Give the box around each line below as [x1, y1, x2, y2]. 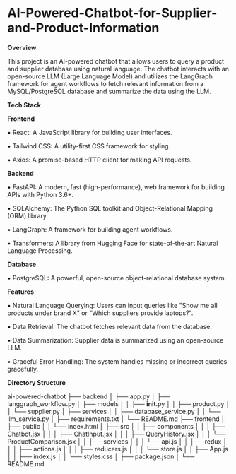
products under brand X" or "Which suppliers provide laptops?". [7, 309, 194, 317]
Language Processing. [7, 246, 73, 255]
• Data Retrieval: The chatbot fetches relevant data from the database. [7, 322, 212, 331]
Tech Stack [7, 100, 41, 109]
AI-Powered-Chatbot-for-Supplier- [7, 5, 218, 21]
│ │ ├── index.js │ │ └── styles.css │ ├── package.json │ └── [7, 452, 195, 461]
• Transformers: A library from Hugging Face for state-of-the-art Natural [7, 239, 218, 247]
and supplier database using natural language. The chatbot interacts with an [7, 64, 230, 73]
